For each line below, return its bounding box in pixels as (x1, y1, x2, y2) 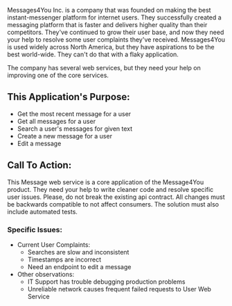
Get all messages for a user (17, 117, 96, 125)
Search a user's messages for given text (17, 124, 133, 133)
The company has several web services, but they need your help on (7, 64, 201, 72)
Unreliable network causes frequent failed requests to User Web (27, 284, 211, 293)
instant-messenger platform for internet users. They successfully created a (7, 13, 222, 22)
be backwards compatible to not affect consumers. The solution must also (7, 200, 220, 208)
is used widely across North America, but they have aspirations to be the (7, 43, 215, 51)
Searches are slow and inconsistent (27, 248, 130, 256)
